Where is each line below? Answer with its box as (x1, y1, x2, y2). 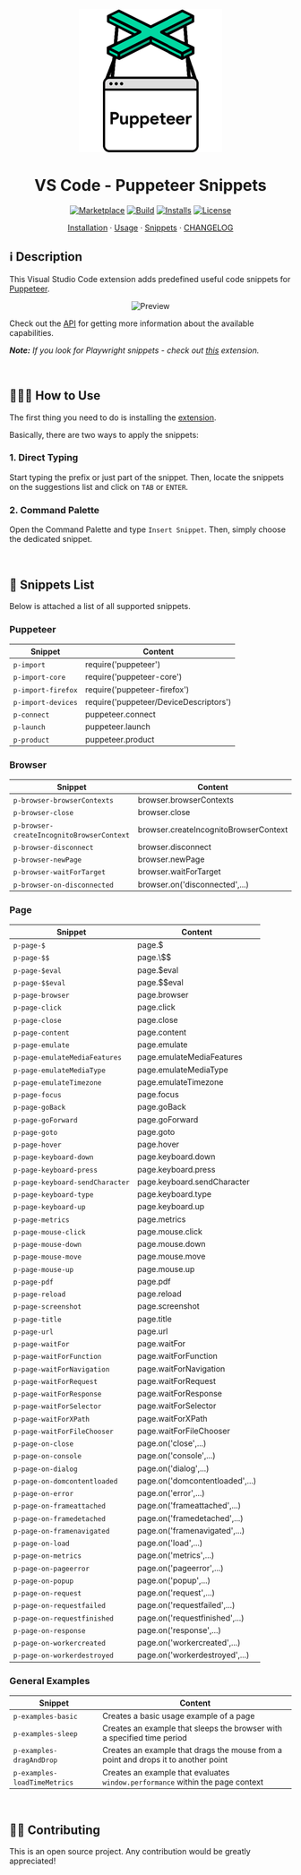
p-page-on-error (13, 1490, 74, 1499)
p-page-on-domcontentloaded (13, 1476, 118, 1486)
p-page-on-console (13, 1452, 82, 1461)
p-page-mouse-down (13, 1241, 82, 1250)
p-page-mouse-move (13, 1252, 82, 1262)
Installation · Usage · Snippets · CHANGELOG (67, 222, 234, 233)
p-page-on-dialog (13, 1465, 78, 1474)
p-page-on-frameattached (13, 1501, 106, 1511)
